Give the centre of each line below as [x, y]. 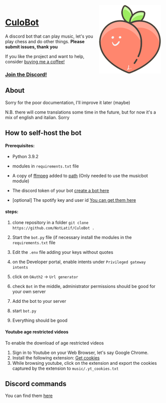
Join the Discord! [26, 74]
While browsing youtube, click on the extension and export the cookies [84, 363]
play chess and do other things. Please [45, 41]
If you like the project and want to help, [45, 56]
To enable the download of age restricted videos [55, 343]
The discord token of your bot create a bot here [61, 191]
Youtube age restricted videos [37, 332]
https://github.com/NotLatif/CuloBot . [53, 228]
